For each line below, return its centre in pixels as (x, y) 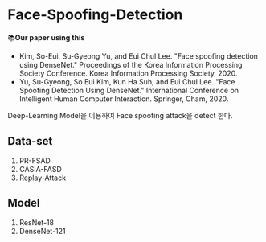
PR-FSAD (35, 160)
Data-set (30, 141)
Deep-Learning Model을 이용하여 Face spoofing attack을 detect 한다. (121, 115)
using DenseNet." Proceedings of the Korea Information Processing (131, 64)
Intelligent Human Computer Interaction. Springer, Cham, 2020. (124, 99)
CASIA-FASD (40, 169)
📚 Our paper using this (46, 37)
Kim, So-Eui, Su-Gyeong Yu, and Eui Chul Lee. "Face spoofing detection (139, 56)
